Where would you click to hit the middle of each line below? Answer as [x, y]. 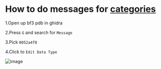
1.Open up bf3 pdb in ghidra [34, 23]
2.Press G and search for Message [39, 32]
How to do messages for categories [80, 9]
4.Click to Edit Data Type [31, 52]
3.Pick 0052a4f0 [21, 42]
